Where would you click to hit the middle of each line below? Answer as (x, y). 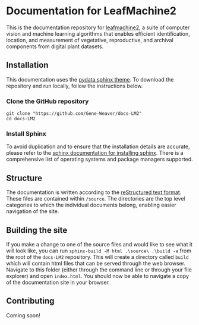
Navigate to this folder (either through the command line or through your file (99, 270)
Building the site (37, 230)
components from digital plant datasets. (55, 46)
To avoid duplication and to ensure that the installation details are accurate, (98, 146)
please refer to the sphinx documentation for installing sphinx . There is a (95, 153)
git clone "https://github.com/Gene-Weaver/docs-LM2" (74, 114)
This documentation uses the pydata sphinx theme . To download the (90, 79)
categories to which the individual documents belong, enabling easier (91, 205)
